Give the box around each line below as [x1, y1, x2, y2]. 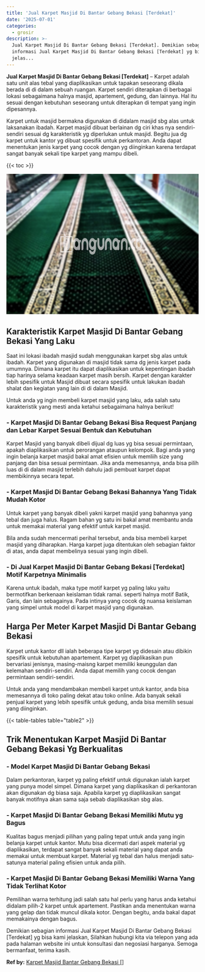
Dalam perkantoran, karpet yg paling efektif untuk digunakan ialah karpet [6, 776, 190, 784]
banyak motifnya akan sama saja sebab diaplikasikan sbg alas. [6, 795, 164, 803]
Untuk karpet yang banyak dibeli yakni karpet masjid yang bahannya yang [6, 509, 192, 517]
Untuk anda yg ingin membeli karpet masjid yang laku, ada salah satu [6, 397, 181, 404]
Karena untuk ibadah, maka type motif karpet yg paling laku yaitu [6, 584, 170, 591]
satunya [6, 859, 26, 866]
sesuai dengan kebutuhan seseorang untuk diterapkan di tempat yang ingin [6, 99, 196, 106]
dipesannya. [6, 105, 37, 113]
